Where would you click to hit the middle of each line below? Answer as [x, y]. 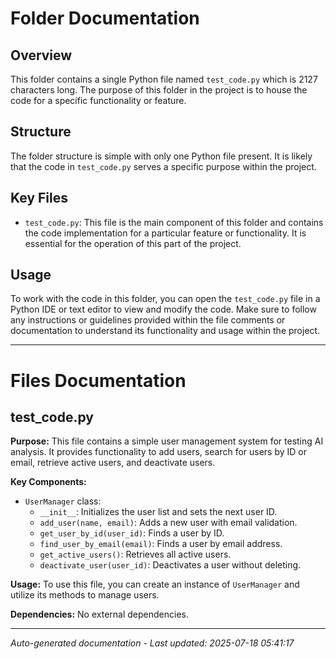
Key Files [39, 198]
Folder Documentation [105, 18]
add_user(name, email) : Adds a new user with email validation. [168, 523]
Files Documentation [98, 380]
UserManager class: [63, 501]
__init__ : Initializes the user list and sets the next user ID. [158, 512]
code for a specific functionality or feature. [98, 100]
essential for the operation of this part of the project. [133, 243]
